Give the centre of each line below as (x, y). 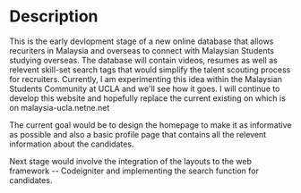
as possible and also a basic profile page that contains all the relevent (138, 134)
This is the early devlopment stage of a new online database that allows (142, 41)
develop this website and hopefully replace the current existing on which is (148, 98)
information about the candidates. (72, 144)
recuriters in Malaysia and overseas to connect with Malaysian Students (142, 50)
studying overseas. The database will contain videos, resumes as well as (143, 60)
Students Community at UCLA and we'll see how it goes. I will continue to (145, 88)
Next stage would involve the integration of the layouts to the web (131, 161)
